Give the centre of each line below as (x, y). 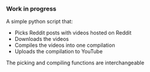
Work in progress (31, 9)
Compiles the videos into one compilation (65, 45)
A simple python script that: (40, 22)
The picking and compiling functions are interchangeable (75, 63)
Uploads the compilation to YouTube (59, 52)
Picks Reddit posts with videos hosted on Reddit (73, 33)
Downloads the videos (42, 39)
